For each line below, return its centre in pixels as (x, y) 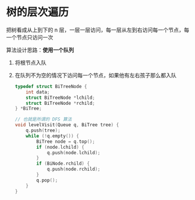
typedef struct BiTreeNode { (51, 86)
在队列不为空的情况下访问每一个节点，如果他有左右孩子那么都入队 (95, 75)
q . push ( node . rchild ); (73, 169)
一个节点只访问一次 (30, 37)
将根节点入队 (30, 62)
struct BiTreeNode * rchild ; (60, 103)
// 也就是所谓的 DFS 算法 (43, 120)
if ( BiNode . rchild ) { (63, 164)
